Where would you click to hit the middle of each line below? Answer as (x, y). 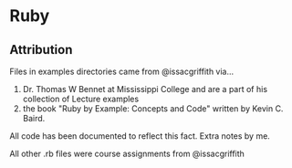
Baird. (34, 118)
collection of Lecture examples (81, 99)
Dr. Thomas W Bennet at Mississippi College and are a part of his (145, 89)
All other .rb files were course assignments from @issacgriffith (127, 153)
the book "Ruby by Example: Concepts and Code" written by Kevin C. (153, 109)
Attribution (41, 50)
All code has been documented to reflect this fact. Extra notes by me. (140, 136)
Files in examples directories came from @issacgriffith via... (122, 71)
